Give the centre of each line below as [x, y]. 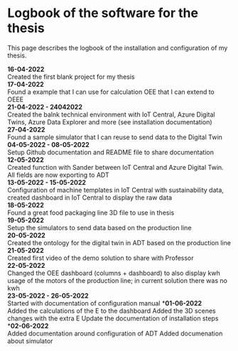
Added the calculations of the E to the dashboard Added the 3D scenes [112, 310]
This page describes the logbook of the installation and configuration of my [118, 48]
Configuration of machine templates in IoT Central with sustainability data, [115, 190]
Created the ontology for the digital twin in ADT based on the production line [119, 242]
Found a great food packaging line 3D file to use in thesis [91, 212]
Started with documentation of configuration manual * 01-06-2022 [105, 303]
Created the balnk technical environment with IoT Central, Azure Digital [111, 114]
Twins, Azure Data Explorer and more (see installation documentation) [110, 121]
